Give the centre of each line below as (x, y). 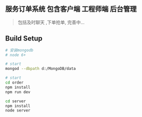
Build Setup (24, 39)
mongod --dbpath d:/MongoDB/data (41, 69)
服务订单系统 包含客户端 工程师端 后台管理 (71, 9)
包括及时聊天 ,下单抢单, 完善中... (51, 22)
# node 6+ (16, 55)
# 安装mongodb (20, 50)
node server (18, 110)
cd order (14, 83)
